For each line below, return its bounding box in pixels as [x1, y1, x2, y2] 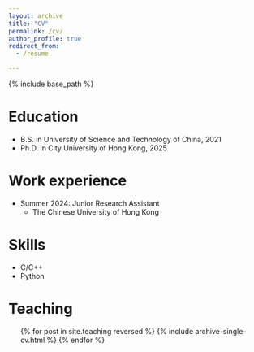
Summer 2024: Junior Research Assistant [19, 198, 160, 208]
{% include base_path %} [8, 79, 94, 89]
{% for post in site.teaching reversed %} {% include [19, 326, 194, 336]
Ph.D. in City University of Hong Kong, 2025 [19, 143, 168, 153]
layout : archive [8, 11, 63, 20]
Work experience [8, 172, 127, 190]
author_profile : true [8, 34, 82, 43]
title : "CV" [8, 20, 49, 28]
